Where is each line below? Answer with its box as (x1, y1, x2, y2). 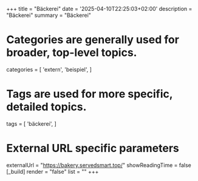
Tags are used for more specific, (6, 87, 173, 101)
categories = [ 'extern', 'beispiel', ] (6, 66, 92, 73)
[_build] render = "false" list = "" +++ (6, 168, 99, 175)
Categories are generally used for (6, 33, 179, 47)
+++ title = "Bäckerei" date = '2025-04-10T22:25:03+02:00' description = (6, 5, 193, 12)
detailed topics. (6, 100, 87, 114)
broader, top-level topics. (6, 46, 137, 60)
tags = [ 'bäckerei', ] (6, 120, 56, 127)
